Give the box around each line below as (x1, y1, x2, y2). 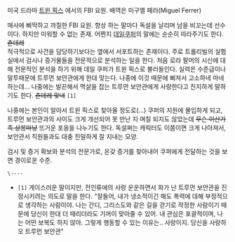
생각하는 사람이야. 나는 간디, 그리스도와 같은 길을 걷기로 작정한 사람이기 (25, 201, 220, 209)
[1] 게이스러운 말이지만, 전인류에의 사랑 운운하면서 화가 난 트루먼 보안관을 (17, 183, 220, 191)
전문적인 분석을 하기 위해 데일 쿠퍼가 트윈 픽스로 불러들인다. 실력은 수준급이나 (14, 65, 227, 73)
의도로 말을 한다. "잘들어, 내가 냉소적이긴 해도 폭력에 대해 (48, 192, 204, 200)
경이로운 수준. (14, 156, 53, 164)
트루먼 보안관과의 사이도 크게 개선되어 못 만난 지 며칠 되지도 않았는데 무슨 (7, 115, 208, 123)
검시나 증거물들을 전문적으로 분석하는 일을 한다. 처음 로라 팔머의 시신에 (25, 56, 219, 65)
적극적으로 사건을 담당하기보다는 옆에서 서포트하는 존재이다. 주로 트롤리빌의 (7, 48, 214, 55)
